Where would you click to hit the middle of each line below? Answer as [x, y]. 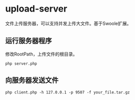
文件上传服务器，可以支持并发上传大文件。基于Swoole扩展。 [68, 23]
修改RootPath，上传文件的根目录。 [41, 54]
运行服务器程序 [29, 41]
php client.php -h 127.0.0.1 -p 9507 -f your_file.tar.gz [67, 92]
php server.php [21, 64]
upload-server [36, 9]
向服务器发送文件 [32, 81]
